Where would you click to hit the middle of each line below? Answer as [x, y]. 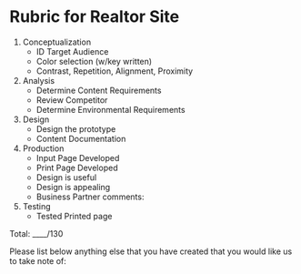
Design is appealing [73, 187]
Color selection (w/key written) [94, 61]
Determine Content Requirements [99, 90]
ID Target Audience [72, 51]
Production [43, 148]
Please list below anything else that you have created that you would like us [151, 251]
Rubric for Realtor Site [95, 17]
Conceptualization [57, 42]
